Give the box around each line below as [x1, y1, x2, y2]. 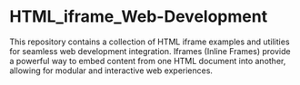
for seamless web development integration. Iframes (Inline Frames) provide [9, 45, 291, 56]
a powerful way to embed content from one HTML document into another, [9, 55, 286, 66]
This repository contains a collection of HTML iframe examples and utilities [9, 36, 290, 47]
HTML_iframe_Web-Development [9, 6, 268, 27]
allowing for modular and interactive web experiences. [9, 65, 214, 76]
